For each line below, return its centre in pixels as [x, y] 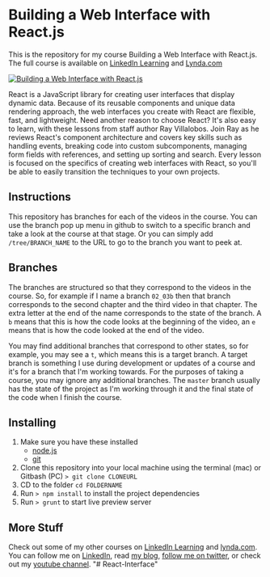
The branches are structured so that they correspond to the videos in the [130, 287]
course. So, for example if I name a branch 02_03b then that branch [120, 296]
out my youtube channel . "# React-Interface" [83, 564]
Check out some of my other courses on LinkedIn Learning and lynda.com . [133, 547]
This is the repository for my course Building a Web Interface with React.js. [133, 54]
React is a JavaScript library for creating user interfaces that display [122, 94]
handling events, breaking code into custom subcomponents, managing [128, 145]
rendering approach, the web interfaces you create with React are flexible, [132, 112]
